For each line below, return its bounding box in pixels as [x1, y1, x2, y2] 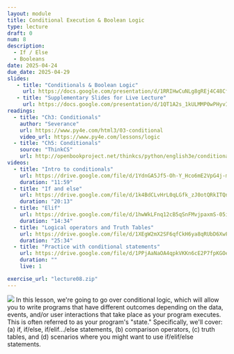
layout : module [7, 10, 52, 17]
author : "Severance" [19, 120, 79, 128]
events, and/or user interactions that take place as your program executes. [7, 310, 221, 318]
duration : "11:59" [19, 178, 73, 185]
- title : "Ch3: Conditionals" [13, 114, 101, 121]
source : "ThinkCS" [19, 146, 73, 153]
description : [7, 43, 45, 49]
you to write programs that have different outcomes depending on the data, [7, 302, 224, 311]
